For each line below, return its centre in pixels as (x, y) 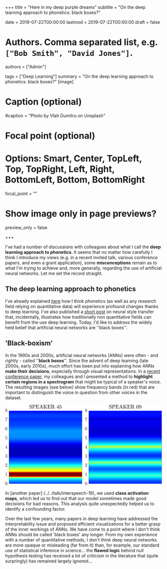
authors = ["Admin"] (26, 66)
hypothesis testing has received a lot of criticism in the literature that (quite (82, 556)
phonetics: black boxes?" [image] (39, 81)
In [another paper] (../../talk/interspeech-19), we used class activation (77, 493)
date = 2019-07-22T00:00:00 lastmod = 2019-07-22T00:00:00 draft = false (83, 22)
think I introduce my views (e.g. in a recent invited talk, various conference (82, 257)
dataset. (14, 397)
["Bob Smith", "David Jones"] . (69, 53)
